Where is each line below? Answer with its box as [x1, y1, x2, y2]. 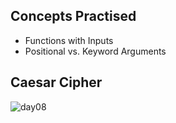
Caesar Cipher [10, 74, 103, 91]
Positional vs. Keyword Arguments [24, 45, 167, 57]
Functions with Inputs [24, 34, 114, 46]
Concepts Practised [10, 8, 137, 25]
